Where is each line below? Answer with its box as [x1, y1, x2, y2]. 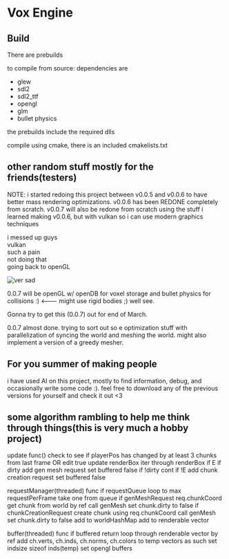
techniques [7, 219, 39, 228]
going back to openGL [7, 262, 70, 271]
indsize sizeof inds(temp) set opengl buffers [7, 544, 133, 553]
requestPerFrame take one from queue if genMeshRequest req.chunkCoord [7, 494, 222, 502]
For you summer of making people [7, 358, 157, 370]
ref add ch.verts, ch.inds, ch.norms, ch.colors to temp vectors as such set [7, 537, 217, 545]
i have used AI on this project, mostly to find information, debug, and [7, 376, 202, 385]
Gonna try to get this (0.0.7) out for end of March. [7, 310, 148, 318]
